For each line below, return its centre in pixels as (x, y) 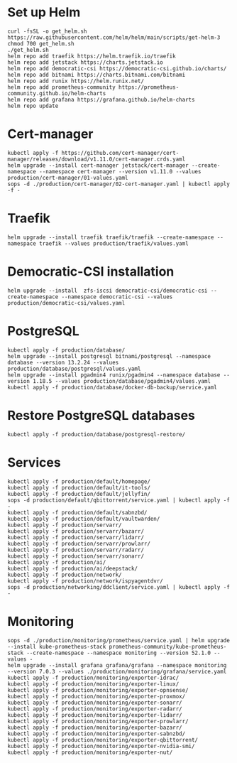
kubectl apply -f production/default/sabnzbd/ (77, 512)
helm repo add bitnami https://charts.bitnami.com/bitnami (97, 75)
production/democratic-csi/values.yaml (66, 303)
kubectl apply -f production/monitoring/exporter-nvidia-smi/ (101, 746)
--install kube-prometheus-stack (57, 646)
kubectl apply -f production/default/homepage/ (79, 481)
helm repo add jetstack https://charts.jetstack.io (85, 62)
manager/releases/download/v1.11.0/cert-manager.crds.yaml (97, 159)
